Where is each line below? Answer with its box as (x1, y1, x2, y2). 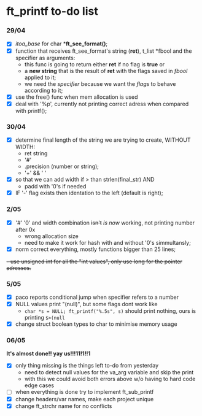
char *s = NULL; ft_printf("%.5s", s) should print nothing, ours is (24, 307, 196, 315)
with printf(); (15, 107, 47, 114)
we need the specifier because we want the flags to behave (24, 80, 176, 87)
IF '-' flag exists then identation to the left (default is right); (15, 189, 163, 197)
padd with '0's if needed (24, 183, 87, 190)
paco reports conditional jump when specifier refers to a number (15, 293, 179, 301)
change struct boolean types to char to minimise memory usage (15, 320, 177, 328)
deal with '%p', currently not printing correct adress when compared (15, 100, 189, 107)
